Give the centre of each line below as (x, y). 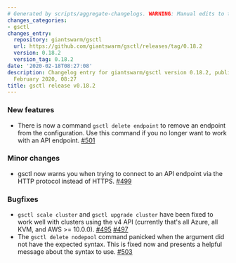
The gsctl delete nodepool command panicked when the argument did (121, 237)
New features (31, 110)
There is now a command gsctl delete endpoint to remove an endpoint (122, 125)
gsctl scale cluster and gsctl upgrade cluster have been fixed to (115, 215)
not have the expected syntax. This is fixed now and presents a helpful (120, 244)
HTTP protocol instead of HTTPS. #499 (74, 181)
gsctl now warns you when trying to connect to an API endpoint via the (120, 173)
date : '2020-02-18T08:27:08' (50, 66)
